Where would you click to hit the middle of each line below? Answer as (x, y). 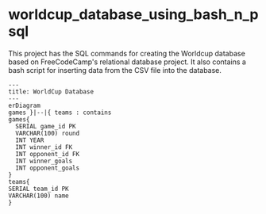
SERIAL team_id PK (39, 189)
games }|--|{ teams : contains (60, 113)
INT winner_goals (44, 161)
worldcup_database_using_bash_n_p (133, 15)
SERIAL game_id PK (46, 126)
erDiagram (25, 105)
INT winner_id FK (44, 147)
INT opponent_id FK (48, 154)
